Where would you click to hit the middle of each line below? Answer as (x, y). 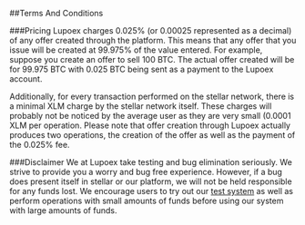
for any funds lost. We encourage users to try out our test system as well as (152, 191)
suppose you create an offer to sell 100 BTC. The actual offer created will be (152, 59)
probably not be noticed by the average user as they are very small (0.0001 (150, 116)
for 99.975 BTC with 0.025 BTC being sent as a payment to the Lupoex (142, 69)
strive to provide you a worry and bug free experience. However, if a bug (146, 172)
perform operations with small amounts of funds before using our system (147, 201)
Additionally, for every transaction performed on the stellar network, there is (152, 96)
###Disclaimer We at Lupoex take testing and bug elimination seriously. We (151, 162)
